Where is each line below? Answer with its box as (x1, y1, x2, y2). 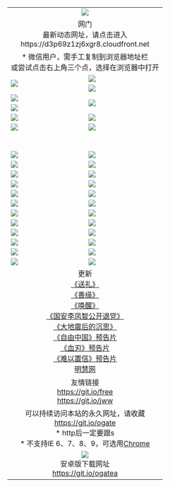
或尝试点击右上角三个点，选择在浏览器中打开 (11, 62, 160, 72)
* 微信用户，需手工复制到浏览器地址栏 (21, 52, 149, 62)
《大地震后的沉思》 (53, 321, 118, 331)
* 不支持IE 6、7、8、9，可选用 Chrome (20, 438, 150, 448)
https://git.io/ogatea (51, 468, 119, 478)
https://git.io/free (56, 386, 114, 396)
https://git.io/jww (56, 396, 114, 406)
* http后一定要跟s (55, 428, 115, 437)
